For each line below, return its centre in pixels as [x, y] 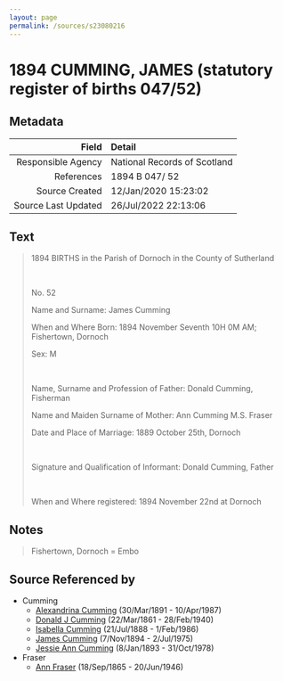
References [78, 176]
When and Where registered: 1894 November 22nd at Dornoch [146, 502]
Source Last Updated [58, 205]
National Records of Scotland [172, 161]
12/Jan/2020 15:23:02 [160, 191]
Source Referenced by [73, 579]
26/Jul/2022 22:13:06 [158, 205]
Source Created [69, 191]
